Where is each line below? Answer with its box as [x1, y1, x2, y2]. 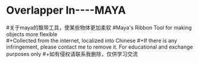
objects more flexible [6, 30, 58, 37]
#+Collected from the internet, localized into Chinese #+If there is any [6, 37, 178, 44]
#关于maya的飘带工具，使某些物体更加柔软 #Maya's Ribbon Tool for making [6, 24, 192, 31]
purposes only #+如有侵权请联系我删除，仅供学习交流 [6, 50, 138, 57]
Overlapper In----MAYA [6, 4, 126, 17]
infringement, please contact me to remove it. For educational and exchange [6, 43, 193, 51]
